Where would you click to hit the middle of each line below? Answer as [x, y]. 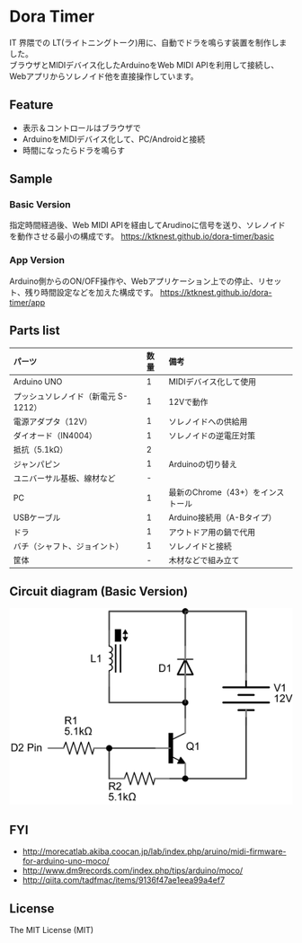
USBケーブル [37, 517]
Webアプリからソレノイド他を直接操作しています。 [104, 76]
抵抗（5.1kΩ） [40, 450]
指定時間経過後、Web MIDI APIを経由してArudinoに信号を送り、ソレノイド [147, 225]
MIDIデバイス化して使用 [213, 382]
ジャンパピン [37, 463]
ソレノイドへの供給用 [208, 421]
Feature [31, 105]
